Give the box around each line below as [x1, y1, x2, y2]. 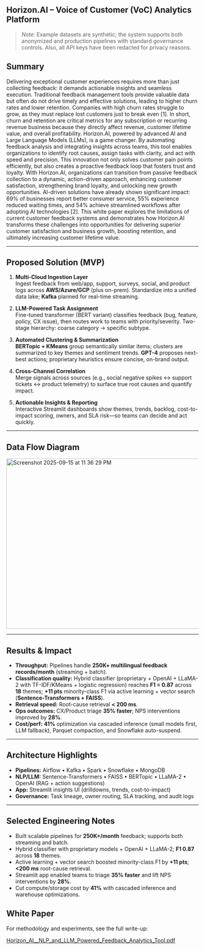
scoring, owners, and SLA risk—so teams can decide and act [34, 412, 187, 419]
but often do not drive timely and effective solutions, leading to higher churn [6, 97, 198, 105]
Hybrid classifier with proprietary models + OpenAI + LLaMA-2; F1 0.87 [15, 845, 195, 853]
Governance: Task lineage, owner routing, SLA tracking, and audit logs [15, 792, 194, 799]
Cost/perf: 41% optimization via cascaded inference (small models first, [15, 720, 197, 728]
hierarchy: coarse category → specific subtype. [31, 324, 151, 332]
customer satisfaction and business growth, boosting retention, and [6, 227, 176, 234]
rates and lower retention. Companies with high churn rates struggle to [6, 103, 184, 111]
